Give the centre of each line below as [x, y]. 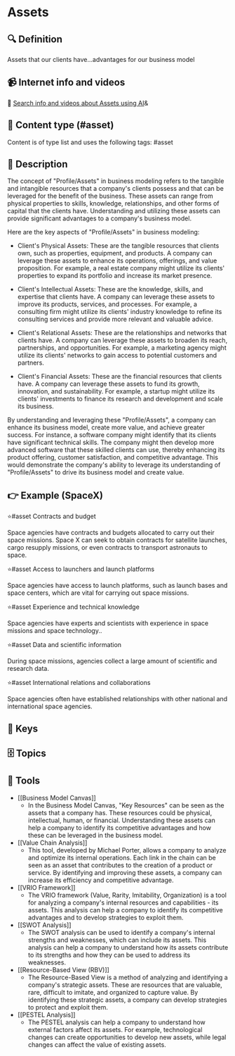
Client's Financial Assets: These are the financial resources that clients [120, 377]
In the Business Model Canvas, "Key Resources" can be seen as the [126, 805]
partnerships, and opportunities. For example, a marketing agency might [122, 348]
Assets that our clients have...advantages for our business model [101, 59]
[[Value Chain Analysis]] [52, 843]
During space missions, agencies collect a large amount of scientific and [112, 661]
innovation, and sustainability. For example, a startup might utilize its [116, 391]
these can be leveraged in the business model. [95, 835]
